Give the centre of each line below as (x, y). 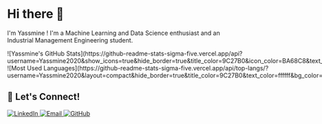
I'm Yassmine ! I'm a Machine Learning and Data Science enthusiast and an (114, 33)
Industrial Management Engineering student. (70, 40)
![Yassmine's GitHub (36, 53)
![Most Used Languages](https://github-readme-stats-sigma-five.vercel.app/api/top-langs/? (138, 68)
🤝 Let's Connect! (44, 97)
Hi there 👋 (35, 14)
